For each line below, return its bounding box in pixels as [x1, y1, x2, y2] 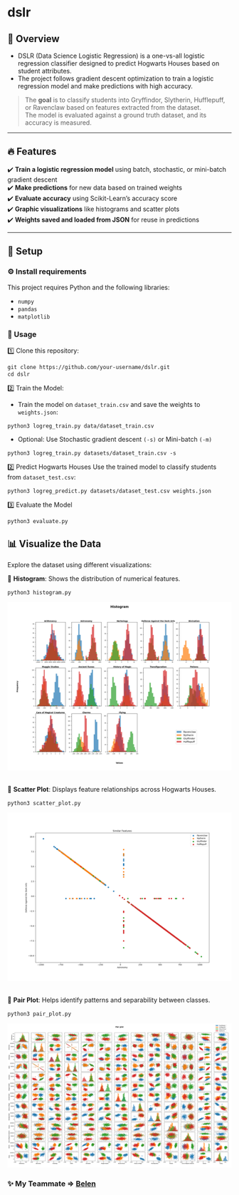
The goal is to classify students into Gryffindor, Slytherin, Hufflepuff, [24, 95, 225, 104]
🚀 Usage [7, 329, 37, 339]
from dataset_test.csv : [7, 472, 76, 481]
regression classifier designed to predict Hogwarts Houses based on [17, 59, 220, 68]
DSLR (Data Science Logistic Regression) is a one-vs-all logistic [17, 51, 205, 60]
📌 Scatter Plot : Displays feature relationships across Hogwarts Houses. [7, 785, 217, 793]
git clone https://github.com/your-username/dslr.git [7, 363, 171, 371]
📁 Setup [7, 245, 43, 257]
